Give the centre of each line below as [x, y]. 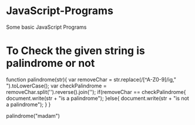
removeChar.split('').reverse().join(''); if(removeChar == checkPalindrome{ [96, 92]
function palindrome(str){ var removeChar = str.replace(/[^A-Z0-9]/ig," [91, 79]
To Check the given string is [75, 51]
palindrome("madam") [33, 116]
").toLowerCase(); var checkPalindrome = [56, 86]
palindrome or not [51, 63]
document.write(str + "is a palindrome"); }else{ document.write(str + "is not [97, 98]
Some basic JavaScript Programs [46, 27]
